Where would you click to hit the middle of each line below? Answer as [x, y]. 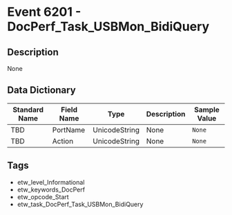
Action [63, 141]
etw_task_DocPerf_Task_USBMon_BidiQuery [80, 204]
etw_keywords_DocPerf [51, 190]
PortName [69, 130]
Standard [28, 110]
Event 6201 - [44, 12]
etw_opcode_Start [43, 196]
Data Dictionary [41, 90]
